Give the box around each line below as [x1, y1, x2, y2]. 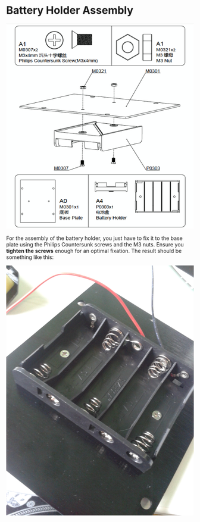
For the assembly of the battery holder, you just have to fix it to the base [6, 235, 183, 242]
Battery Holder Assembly [6, 4, 134, 17]
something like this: [6, 254, 54, 261]
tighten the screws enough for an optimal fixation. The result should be [6, 247, 182, 254]
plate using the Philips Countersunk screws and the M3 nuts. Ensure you [6, 240, 185, 248]
